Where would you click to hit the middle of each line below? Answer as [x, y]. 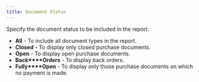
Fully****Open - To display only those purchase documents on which [104, 66]
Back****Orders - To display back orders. [69, 60]
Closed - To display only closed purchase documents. [83, 47]
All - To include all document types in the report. [76, 40]
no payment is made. [41, 72]
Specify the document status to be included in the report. [78, 29]
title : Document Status [36, 12]
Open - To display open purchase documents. [73, 53]
